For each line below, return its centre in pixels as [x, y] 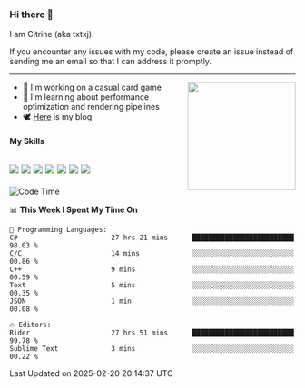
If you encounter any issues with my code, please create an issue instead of [152, 52]
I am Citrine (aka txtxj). [52, 34]
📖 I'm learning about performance [86, 97]
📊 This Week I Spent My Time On [74, 209]
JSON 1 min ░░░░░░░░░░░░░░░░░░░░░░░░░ [152, 301]
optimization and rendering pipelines [91, 107]
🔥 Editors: [30, 325]
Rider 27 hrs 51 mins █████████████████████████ [152, 333]
